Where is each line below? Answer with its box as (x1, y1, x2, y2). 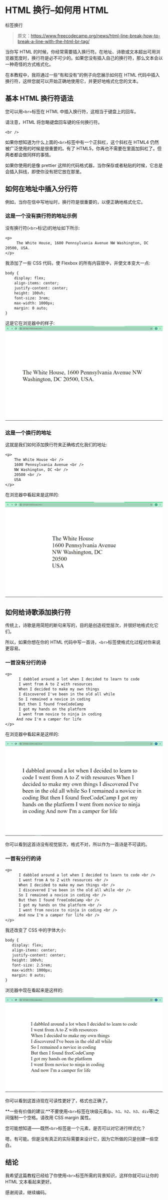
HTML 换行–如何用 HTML (5, 5, 109, 16)
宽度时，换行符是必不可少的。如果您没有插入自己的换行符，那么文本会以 (13, 55, 163, 61)
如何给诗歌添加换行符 (5, 608, 71, 617)
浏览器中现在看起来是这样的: (5, 987, 64, 993)
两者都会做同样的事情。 (5, 151, 53, 158)
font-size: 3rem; (14, 295, 50, 301)
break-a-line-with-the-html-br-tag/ (17, 38, 90, 44)
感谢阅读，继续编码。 (5, 1189, 49, 1195)
